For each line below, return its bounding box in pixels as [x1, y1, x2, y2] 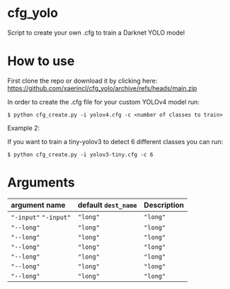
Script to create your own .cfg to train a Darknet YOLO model [7, 28, 185, 37]
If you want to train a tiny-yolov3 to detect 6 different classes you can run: [7, 137, 224, 146]
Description [144, 200, 185, 210]
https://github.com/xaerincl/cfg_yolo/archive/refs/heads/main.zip [7, 83, 197, 93]
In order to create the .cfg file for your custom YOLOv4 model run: [7, 98, 200, 106]
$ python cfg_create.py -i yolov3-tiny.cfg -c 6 [7, 151, 154, 158]
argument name [11, 200, 66, 210]
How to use [7, 53, 75, 69]
